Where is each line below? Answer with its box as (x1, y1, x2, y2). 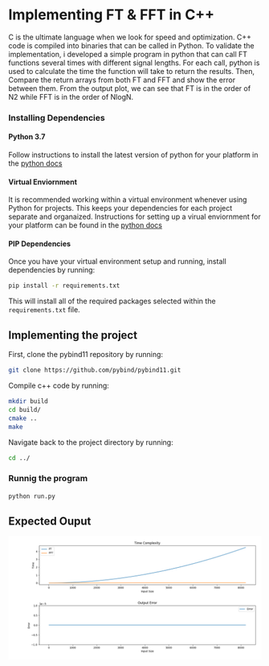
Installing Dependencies (8, 112, 106, 123)
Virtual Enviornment (8, 177, 78, 187)
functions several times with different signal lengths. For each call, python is (8, 58, 260, 68)
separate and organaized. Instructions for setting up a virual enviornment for (8, 212, 261, 222)
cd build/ (8, 405, 42, 413)
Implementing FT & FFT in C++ (8, 6, 215, 24)
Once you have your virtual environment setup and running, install (8, 257, 226, 266)
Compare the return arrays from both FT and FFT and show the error (8, 75, 235, 84)
